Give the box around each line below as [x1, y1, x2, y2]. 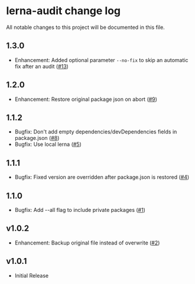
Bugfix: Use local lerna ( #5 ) [14, 141, 82, 148]
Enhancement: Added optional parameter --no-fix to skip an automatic [14, 56, 188, 63]
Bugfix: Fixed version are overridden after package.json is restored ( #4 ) [14, 174, 190, 181]
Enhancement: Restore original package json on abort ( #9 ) [14, 96, 158, 103]
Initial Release [14, 272, 49, 279]
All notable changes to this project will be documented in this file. [6, 24, 165, 31]
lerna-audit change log [6, 4, 121, 18]
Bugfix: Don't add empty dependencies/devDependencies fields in [14, 128, 177, 135]
